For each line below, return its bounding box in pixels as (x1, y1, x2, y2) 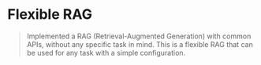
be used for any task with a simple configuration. (26, 48, 186, 57)
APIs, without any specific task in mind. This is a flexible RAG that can (26, 39, 253, 49)
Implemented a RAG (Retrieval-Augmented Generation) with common (26, 31, 252, 41)
